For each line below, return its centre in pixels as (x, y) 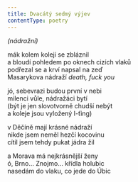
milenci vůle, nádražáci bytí (47, 98)
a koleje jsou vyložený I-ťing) (50, 113)
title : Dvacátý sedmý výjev (49, 14)
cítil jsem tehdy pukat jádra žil (51, 142)
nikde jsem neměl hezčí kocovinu (56, 135)
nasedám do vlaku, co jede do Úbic (59, 171)
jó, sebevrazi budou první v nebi (54, 91)
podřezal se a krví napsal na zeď (55, 69)
